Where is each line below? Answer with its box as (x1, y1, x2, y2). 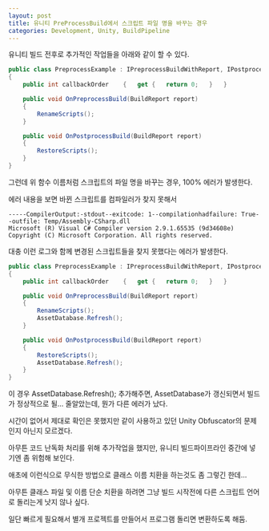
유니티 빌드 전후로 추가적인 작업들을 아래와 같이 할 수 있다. (8, 50, 190, 59)
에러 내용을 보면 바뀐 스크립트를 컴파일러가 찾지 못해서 (8, 194, 178, 204)
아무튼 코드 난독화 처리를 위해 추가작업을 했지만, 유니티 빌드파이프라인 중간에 (8, 443, 248, 453)
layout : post (8, 11, 52, 20)
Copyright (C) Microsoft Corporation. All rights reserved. (8, 231, 214, 239)
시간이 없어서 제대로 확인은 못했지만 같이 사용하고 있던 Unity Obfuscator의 (8, 416, 243, 426)
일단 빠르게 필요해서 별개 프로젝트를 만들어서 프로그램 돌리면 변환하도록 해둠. (8, 514, 248, 524)
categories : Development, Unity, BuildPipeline (8, 26, 171, 34)
